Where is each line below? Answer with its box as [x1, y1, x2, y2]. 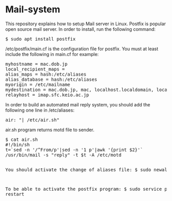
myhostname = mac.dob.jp [5, 61, 68, 67]
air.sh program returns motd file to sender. [5, 126, 95, 133]
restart [5, 191, 25, 197]
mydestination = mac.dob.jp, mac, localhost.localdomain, [5, 86, 154, 93]
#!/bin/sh [5, 141, 30, 148]
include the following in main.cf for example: [5, 51, 99, 57]
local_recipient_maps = [5, 66, 65, 72]
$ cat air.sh [5, 136, 38, 142]
